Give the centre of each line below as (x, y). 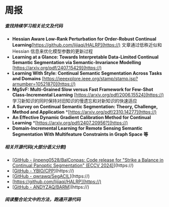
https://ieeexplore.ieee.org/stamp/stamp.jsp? (91, 79)
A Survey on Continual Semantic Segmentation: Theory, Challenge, (85, 107)
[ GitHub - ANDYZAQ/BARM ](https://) (51, 187)
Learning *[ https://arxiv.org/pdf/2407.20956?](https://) (70, 123)
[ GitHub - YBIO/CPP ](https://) (43, 171)
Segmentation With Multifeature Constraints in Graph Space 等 (80, 134)
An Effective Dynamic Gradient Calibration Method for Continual (81, 117)
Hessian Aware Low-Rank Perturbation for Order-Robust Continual (84, 39)
